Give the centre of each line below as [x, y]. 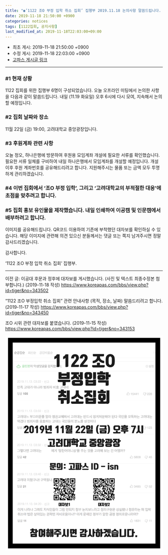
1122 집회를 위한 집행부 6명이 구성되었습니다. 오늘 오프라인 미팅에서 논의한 [78, 91]
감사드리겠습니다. [22, 242]
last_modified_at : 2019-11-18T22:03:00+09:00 [53, 32]
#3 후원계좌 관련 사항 [29, 143]
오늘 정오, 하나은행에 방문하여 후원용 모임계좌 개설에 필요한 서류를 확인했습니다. [82, 155]
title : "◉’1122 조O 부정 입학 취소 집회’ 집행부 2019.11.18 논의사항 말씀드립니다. [83, 11]
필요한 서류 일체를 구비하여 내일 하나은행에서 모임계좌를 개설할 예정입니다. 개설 [82, 161]
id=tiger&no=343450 [27, 313]
